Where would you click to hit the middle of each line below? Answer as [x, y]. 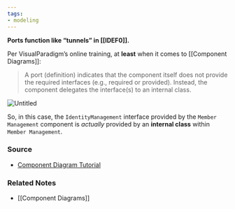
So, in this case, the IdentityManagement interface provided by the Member [112, 117]
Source [20, 150]
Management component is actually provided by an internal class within [109, 124]
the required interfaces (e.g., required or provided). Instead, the [116, 82]
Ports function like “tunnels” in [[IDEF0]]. [68, 40]
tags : [15, 14]
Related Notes [32, 182]
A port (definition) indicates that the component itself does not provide [126, 75]
